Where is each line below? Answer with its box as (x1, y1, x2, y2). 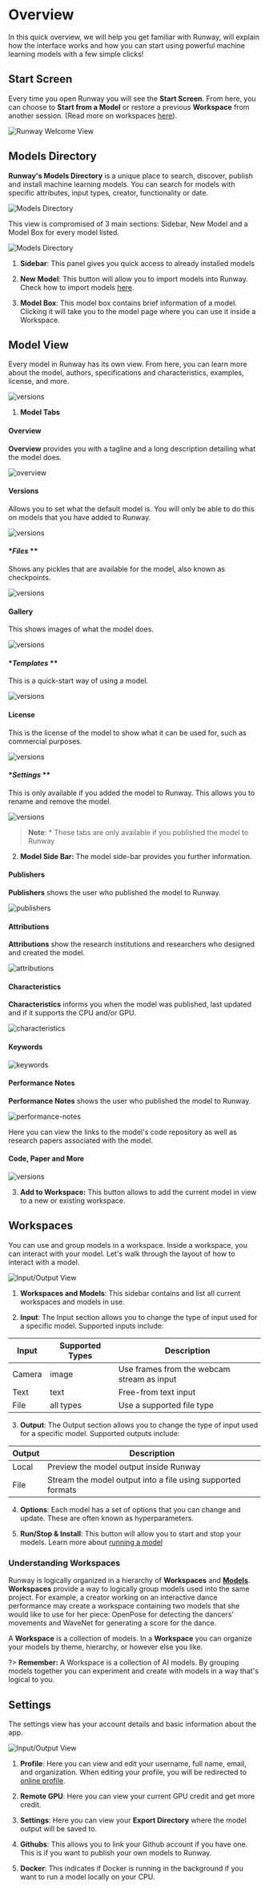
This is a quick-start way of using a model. (8, 676, 149, 686)
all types (50, 1399, 82, 1411)
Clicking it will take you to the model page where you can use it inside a (19, 306, 256, 316)
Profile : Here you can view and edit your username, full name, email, (19, 1758, 247, 1768)
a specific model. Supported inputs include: (19, 1321, 164, 1330)
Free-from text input (118, 1386, 196, 1398)
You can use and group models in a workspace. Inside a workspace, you (8, 1240, 248, 1249)
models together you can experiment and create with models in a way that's (8, 1666, 259, 1676)
